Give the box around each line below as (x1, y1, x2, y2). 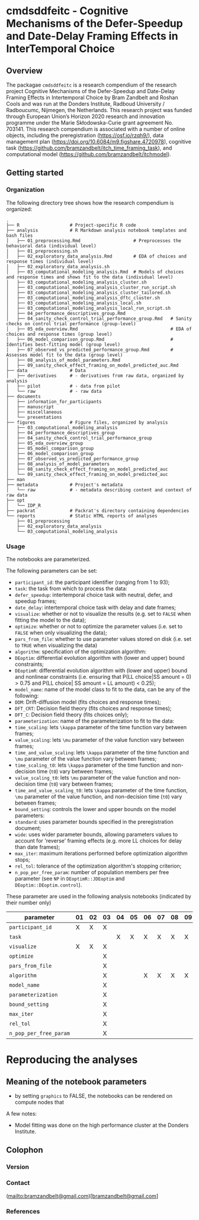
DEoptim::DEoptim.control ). (14, 881, 82, 888)
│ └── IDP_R (6, 503, 41, 509)
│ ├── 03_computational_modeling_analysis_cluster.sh (6, 279, 147, 285)
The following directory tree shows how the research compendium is (6, 199, 174, 206)
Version (6, 1163, 30, 1171)
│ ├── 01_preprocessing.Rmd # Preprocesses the (6, 237, 182, 244)
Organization (6, 186, 44, 194)
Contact (6, 1179, 30, 1187)
